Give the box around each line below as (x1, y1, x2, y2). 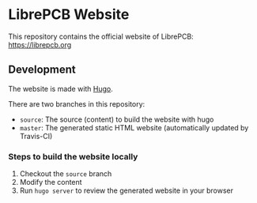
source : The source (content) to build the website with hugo (19, 115, 214, 124)
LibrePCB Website (8, 6, 130, 24)
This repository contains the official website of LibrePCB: (8, 32, 194, 41)
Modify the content (19, 178, 82, 187)
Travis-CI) (19, 131, 53, 141)
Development (8, 63, 77, 77)
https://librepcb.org (8, 39, 72, 49)
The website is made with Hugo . (8, 84, 113, 93)
